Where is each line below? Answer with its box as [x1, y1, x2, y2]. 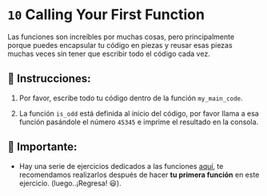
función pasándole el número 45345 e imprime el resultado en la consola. [18, 117, 259, 127]
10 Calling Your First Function [7, 6, 205, 24]
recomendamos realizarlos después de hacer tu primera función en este [18, 170, 260, 179]
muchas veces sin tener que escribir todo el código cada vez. [7, 49, 211, 58]
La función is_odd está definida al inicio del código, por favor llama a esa [18, 108, 259, 118]
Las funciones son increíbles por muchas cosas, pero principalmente [7, 32, 235, 41]
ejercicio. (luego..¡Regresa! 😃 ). [18, 178, 122, 188]
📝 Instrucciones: [7, 72, 91, 85]
